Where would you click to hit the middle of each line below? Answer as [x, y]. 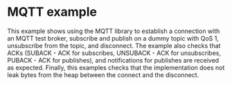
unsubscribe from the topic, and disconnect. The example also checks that [114, 45]
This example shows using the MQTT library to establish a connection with [114, 31]
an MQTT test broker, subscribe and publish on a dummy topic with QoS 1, [113, 38]
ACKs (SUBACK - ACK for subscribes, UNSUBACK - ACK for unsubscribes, [114, 53]
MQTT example [52, 12]
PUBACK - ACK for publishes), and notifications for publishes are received [113, 60]
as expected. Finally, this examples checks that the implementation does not [116, 67]
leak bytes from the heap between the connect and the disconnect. [103, 75]
